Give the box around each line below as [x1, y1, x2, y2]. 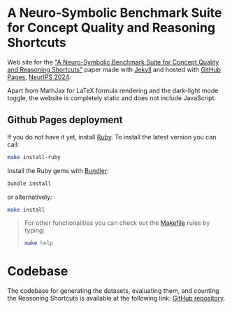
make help [24, 240, 54, 247]
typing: [24, 226, 45, 235]
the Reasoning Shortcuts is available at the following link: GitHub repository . [7, 294, 226, 303]
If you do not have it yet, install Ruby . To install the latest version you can [7, 132, 217, 141]
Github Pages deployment [7, 114, 123, 126]
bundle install [7, 180, 52, 187]
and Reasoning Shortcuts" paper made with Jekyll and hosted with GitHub [7, 65, 222, 74]
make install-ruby [7, 153, 61, 160]
